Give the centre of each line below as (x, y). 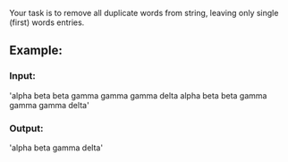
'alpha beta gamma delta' (56, 148)
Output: (26, 128)
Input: (22, 76)
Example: (36, 51)
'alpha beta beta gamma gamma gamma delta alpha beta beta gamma (138, 95)
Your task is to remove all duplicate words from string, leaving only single (144, 13)
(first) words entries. (47, 22)
